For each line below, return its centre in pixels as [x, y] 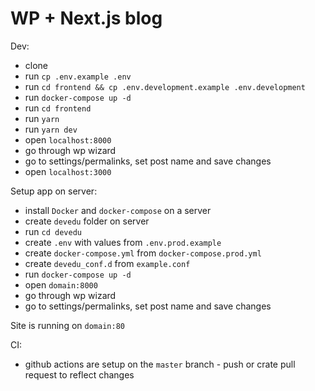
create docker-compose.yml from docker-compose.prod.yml [143, 253]
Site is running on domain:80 [67, 325]
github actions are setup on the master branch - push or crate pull [160, 364]
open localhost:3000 [68, 171]
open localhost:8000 [68, 139]
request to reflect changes [79, 374]
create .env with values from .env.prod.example [123, 242]
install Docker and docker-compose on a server [118, 210]
